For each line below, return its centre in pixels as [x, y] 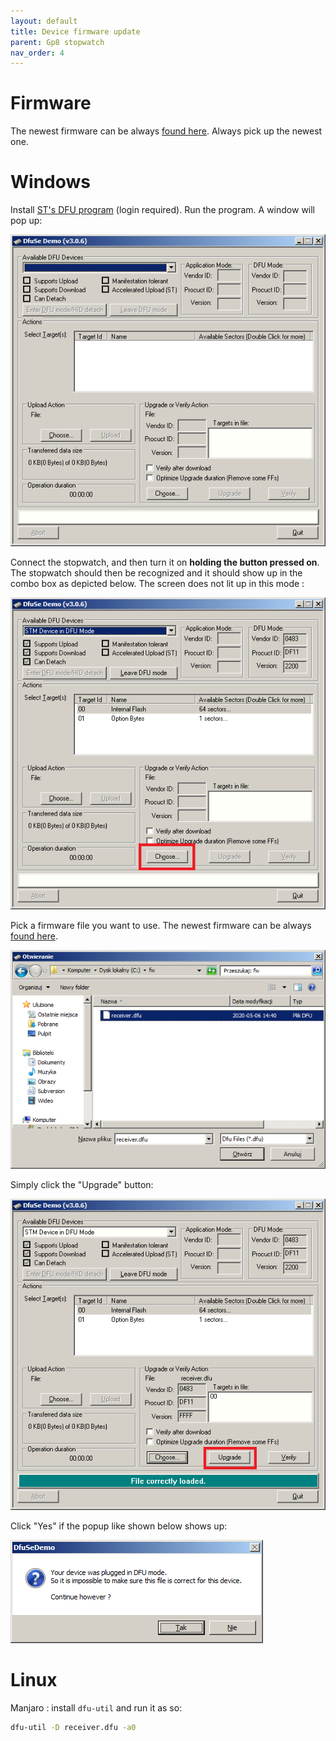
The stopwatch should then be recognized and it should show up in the [156, 572]
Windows [50, 182]
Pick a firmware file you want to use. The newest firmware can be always [161, 925]
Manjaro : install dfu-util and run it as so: [96, 1708]
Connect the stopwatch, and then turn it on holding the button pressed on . [165, 562]
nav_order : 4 [37, 53]
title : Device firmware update [75, 31]
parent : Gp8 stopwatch [57, 42]
